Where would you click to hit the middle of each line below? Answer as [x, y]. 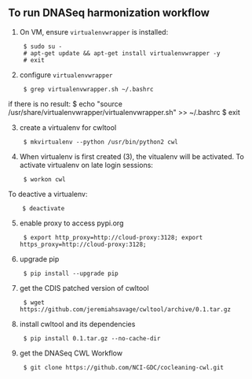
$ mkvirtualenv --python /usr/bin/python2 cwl [100, 142]
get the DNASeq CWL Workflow [71, 353]
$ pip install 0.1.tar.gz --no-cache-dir [92, 338]
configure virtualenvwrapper [66, 75]
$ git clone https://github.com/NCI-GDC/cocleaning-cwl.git [124, 367]
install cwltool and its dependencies [77, 324]
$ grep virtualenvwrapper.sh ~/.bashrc [88, 89]
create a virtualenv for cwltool [68, 127]
